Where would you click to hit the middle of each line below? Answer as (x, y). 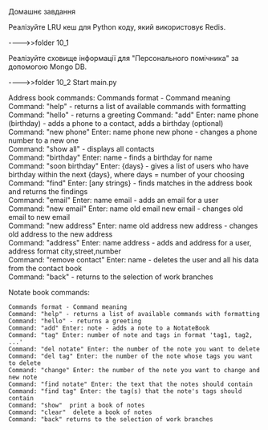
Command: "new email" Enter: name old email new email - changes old (126, 209)
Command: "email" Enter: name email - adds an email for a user (114, 200)
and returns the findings (48, 191)
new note (23, 377)
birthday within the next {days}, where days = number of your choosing (126, 174)
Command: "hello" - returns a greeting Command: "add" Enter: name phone (134, 115)
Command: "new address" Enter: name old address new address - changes (133, 225)
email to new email (39, 217)
